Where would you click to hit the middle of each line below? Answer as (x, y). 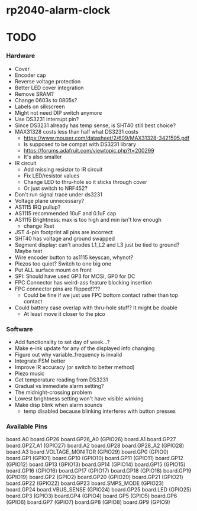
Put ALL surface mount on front (53, 270)
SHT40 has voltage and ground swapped (65, 238)
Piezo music (30, 373)
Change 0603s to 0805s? (46, 100)
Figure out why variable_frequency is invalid (68, 354)
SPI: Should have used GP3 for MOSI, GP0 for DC (75, 276)
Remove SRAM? (34, 94)
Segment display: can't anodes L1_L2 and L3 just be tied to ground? (97, 245)
